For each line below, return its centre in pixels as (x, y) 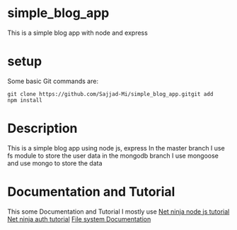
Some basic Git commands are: (53, 81)
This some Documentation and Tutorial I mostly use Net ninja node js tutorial (118, 212)
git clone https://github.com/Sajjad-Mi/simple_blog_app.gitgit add (110, 94)
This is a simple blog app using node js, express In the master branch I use (116, 148)
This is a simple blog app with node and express (78, 33)
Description (42, 128)
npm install (25, 100)
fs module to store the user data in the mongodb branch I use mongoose (113, 155)
